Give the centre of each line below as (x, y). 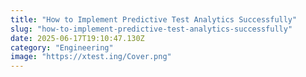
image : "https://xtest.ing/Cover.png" (91, 57)
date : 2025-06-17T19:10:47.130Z (77, 38)
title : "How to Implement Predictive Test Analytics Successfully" (154, 19)
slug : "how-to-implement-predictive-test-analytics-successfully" (151, 29)
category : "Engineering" (62, 47)
